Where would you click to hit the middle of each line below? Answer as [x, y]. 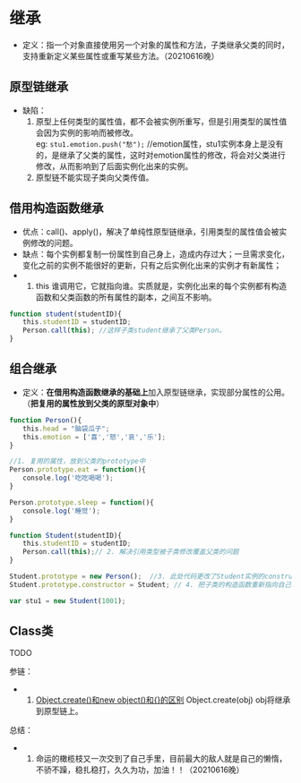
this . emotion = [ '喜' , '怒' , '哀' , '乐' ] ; [94, 437]
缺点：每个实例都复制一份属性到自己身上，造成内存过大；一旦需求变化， [155, 254]
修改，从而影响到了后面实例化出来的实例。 [114, 166]
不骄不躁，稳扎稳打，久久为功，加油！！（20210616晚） [140, 770]
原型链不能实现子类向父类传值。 [95, 177]
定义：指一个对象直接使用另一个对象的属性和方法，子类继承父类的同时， [155, 45]
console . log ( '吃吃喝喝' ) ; [68, 478]
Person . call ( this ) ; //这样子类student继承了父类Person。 [124, 331]
